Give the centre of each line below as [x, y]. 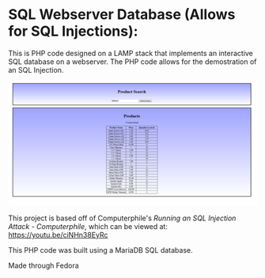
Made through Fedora [44, 265]
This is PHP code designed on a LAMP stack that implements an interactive [131, 53]
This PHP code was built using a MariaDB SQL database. [100, 250]
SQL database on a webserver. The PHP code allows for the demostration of [132, 62]
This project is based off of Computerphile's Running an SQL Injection [122, 218]
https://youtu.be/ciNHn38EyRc [58, 235]
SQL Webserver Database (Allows [122, 15]
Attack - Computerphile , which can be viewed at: [88, 226]
